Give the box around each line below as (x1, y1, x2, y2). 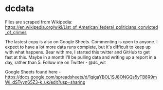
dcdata (5, 3, 34, 14)
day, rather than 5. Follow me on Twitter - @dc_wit (5, 59, 106, 65)
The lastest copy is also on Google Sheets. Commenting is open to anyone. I (5, 38, 158, 44)
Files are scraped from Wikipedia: (5, 19, 72, 25)
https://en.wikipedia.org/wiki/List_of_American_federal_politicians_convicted (5, 24, 158, 30)
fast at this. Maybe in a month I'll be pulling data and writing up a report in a (5, 54, 157, 60)
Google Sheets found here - (5, 69, 61, 74)
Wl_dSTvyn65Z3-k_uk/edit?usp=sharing (5, 79, 86, 85)
